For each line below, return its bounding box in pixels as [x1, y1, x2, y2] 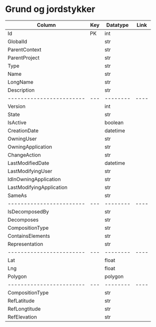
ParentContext [7, 46, 42, 53]
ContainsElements [7, 232, 50, 239]
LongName [7, 78, 34, 85]
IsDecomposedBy [7, 208, 49, 215]
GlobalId [7, 38, 27, 45]
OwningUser [7, 135, 37, 142]
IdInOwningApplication [7, 175, 61, 182]
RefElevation [7, 313, 37, 320]
